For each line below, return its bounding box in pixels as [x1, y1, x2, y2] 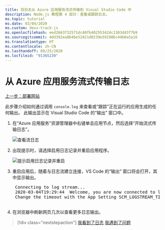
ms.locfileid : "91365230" [5, 53, 58, 58]
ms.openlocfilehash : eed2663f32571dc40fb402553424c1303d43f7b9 [5, 30, 138, 35]
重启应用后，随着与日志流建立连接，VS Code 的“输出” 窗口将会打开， [12, 168, 153, 174]
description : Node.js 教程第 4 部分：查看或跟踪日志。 [5, 12, 110, 17]
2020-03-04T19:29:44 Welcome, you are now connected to [15, 190, 156, 195]
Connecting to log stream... [15, 185, 85, 190]
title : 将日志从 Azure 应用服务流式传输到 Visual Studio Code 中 [5, 7, 132, 12]
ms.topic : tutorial [5, 16, 45, 21]
